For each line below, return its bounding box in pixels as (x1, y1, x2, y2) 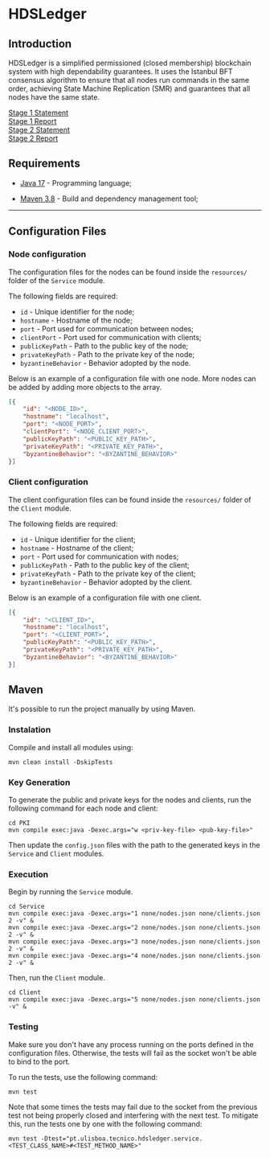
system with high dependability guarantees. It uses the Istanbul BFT (8, 67, 233, 76)
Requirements (8, 157, 80, 170)
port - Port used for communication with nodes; (19, 552, 179, 561)
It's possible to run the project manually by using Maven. (8, 704, 196, 714)
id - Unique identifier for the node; (19, 306, 135, 316)
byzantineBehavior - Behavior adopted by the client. (19, 577, 193, 587)
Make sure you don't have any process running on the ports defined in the (8, 1039, 255, 1049)
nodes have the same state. (8, 92, 100, 101)
